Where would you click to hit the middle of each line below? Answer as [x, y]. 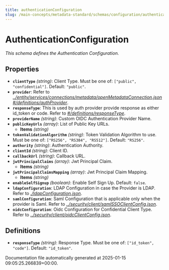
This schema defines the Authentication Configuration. [62, 53]
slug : [11, 15]
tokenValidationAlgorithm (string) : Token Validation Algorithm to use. [84, 135]
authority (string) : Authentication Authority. [58, 145]
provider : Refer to [31, 92]
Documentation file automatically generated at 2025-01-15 [66, 258]
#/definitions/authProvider [40, 103]
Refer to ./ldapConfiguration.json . [47, 194]
